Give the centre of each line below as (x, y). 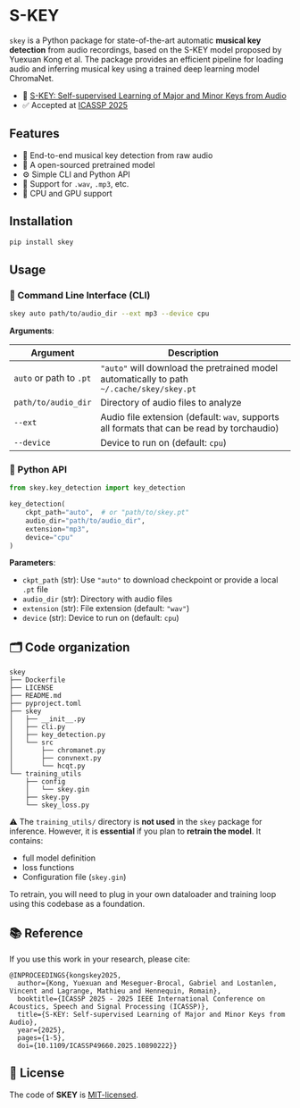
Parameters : (33, 563)
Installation (41, 221)
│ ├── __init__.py (48, 719)
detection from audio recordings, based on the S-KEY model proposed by (146, 49)
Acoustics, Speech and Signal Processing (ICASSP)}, (109, 1007)
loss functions (48, 868)
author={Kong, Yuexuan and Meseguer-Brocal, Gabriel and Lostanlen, (147, 984)
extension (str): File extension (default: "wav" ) (106, 609)
